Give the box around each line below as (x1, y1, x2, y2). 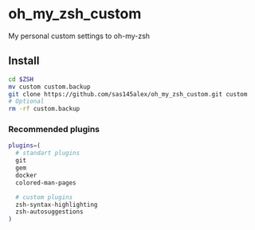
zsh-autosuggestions (15, 208, 84, 216)
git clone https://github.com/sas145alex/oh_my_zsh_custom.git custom (8, 90, 248, 98)
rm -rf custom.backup (8, 105, 80, 113)
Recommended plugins (8, 124, 100, 135)
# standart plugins (15, 149, 80, 158)
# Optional (8, 97, 45, 106)
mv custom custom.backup (8, 83, 91, 91)
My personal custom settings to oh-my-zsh (8, 31, 150, 41)
